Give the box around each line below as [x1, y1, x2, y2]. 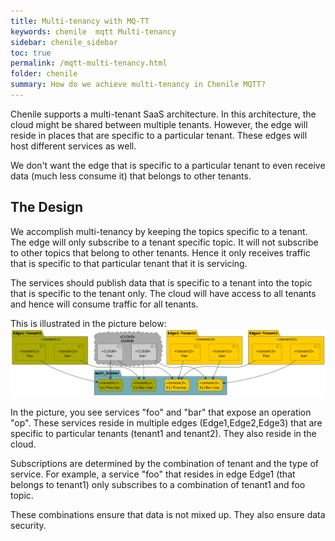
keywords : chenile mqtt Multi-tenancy [10, 26, 177, 37]
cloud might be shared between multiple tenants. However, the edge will [10, 118, 308, 130]
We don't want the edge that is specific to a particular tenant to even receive [10, 159, 326, 171]
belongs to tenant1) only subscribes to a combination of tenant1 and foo [10, 479, 306, 491]
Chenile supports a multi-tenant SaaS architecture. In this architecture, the [10, 108, 317, 120]
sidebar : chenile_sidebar [10, 37, 118, 47]
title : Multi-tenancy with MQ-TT [10, 16, 150, 26]
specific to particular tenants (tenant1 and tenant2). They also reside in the [10, 428, 317, 440]
